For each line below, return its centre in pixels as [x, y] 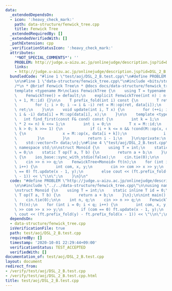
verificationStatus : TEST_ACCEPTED [48, 247]
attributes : [23, 53]
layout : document [24, 262]
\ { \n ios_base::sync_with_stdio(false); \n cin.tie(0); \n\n [87, 157]
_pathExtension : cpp [32, 43]
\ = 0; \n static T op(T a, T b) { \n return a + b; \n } [89, 153]
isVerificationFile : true [38, 228]
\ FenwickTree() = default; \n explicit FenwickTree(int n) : [88, 95]
